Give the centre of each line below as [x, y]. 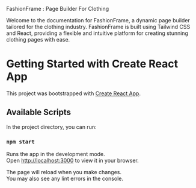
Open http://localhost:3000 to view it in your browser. [73, 161]
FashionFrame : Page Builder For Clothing [58, 9]
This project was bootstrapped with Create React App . [74, 93]
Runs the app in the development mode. [56, 154]
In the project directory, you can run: [51, 127]
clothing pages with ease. [38, 39]
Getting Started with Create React [92, 64]
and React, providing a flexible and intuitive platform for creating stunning [97, 33]
